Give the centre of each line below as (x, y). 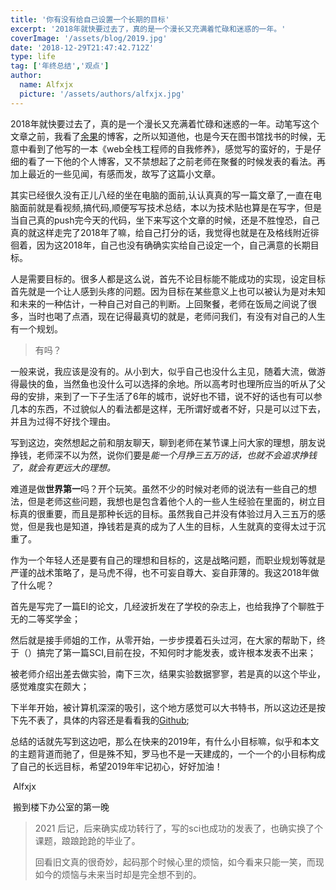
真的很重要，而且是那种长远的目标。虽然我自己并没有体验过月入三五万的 (167, 513)
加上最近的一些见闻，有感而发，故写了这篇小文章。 (115, 173)
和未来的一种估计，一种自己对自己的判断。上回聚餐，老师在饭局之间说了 (159, 303)
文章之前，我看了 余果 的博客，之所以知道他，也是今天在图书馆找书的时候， (163, 136)
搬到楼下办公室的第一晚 (61, 807)
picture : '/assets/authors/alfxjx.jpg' (102, 94)
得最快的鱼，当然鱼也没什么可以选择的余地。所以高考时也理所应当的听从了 (163, 383)
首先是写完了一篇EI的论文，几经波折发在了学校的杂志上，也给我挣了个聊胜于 (167, 606)
